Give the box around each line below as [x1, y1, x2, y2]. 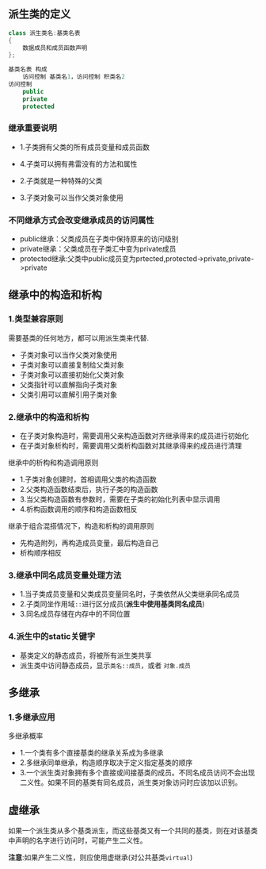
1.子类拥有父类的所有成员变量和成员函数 [19, 142, 150, 152]
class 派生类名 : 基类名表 [8, 29, 81, 37]
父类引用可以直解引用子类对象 [19, 390, 117, 399]
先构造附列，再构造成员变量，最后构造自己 [19, 538, 159, 548]
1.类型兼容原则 [8, 313, 63, 325]
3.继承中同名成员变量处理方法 [8, 570, 122, 581]
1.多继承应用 [8, 712, 55, 723]
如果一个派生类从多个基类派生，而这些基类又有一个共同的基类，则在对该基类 [8, 826, 258, 836]
